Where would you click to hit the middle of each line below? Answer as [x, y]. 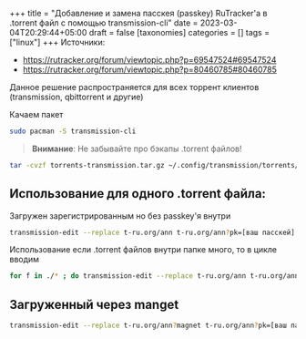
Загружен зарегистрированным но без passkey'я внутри [120, 216]
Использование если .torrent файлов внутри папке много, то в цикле [143, 250]
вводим [24, 260]
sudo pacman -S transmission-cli [73, 131]
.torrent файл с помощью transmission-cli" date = [104, 23]
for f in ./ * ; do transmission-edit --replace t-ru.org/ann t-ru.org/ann [154, 276]
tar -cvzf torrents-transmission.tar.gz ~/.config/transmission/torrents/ [154, 165]
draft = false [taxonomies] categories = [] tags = [179, 32]
